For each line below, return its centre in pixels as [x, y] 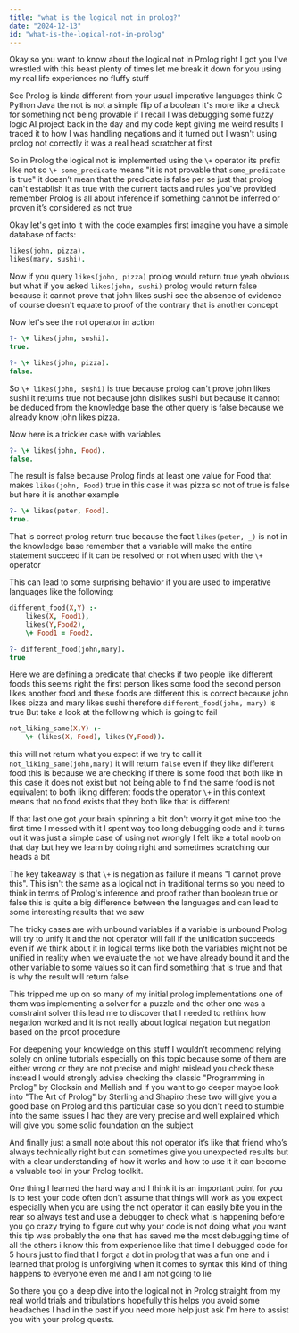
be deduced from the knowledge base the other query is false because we [146, 407]
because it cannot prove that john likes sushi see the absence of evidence [145, 296]
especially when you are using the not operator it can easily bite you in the [146, 1207]
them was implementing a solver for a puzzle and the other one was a [137, 1004]
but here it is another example [64, 495]
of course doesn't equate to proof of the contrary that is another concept [144, 305]
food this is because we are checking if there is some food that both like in [146, 773]
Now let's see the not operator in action [82, 322]
